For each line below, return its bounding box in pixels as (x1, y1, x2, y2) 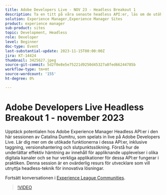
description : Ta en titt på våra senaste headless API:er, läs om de (5, 12, 152, 17)
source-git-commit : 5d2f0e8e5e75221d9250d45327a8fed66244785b (5, 62, 136, 67)
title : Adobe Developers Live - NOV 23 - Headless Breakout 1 (5, 7, 136, 12)
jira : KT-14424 (5, 53, 37, 58)
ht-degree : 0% (5, 76, 35, 81)
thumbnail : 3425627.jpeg (5, 58, 56, 63)
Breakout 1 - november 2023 (5, 112, 124, 123)
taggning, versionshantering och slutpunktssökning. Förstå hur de (5, 144, 139, 150)
